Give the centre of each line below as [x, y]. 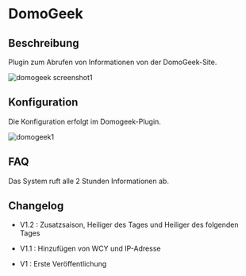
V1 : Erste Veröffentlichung [63, 264]
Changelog [36, 206]
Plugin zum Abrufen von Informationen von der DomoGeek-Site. [113, 62]
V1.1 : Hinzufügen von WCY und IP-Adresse [90, 249]
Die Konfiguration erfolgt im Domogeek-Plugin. [85, 121]
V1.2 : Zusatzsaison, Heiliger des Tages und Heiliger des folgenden [129, 225]
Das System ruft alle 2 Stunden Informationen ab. [88, 181]
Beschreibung [44, 43]
